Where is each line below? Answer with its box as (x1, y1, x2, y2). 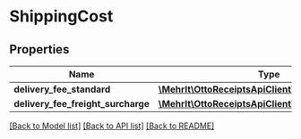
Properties (9, 42, 70, 57)
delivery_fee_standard (13, 83, 111, 95)
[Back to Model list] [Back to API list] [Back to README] (9, 120, 215, 131)
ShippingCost (9, 6, 114, 27)
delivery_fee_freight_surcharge (13, 98, 150, 110)
